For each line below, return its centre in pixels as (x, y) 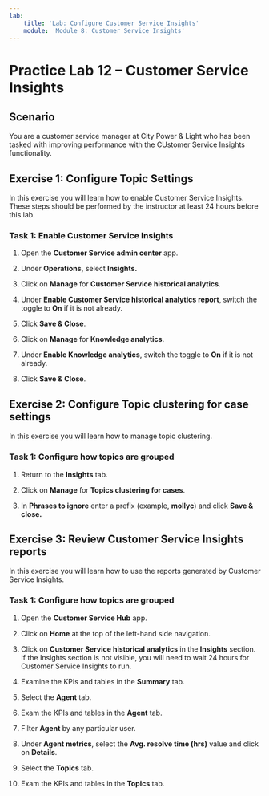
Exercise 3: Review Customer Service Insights (126, 539)
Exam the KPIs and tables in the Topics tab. (92, 783)
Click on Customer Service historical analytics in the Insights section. (138, 649)
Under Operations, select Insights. (79, 269)
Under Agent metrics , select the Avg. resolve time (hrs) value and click (140, 744)
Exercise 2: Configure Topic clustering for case (129, 404)
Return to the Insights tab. (64, 474)
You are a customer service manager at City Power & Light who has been (130, 136)
